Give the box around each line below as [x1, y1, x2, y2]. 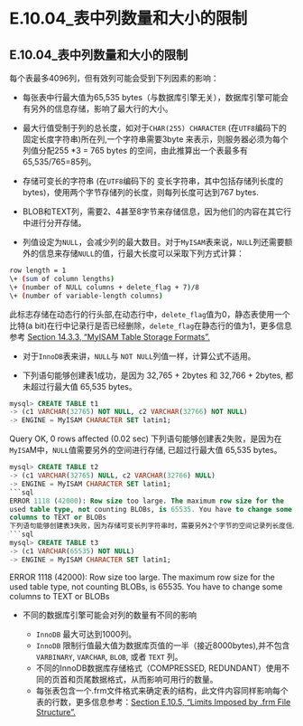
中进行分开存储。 [22, 218, 87, 228]
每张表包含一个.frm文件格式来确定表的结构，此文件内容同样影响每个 [35, 684, 289, 696]
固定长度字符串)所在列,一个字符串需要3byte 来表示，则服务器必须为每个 [22, 134, 289, 145]
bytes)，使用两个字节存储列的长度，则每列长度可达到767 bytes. [22, 187, 259, 197]
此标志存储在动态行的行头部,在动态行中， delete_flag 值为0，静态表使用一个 [9, 308, 290, 319]
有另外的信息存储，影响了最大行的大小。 [22, 103, 173, 114]
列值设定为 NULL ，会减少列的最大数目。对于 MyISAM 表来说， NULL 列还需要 [22, 237, 286, 247]
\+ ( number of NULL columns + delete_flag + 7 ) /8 [9, 282, 200, 292]
